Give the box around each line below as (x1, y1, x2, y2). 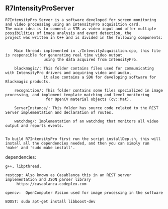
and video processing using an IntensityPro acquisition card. (5, 22, 141, 27)
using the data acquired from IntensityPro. (43, 57, 138, 62)
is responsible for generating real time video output (5, 52, 123, 57)
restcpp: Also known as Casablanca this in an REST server (5, 172, 132, 178)
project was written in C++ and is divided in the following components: (5, 35, 163, 40)
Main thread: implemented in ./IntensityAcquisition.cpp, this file (14, 48, 161, 53)
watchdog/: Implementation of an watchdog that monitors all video (14, 118, 158, 124)
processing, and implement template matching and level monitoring (5, 92, 150, 97)
